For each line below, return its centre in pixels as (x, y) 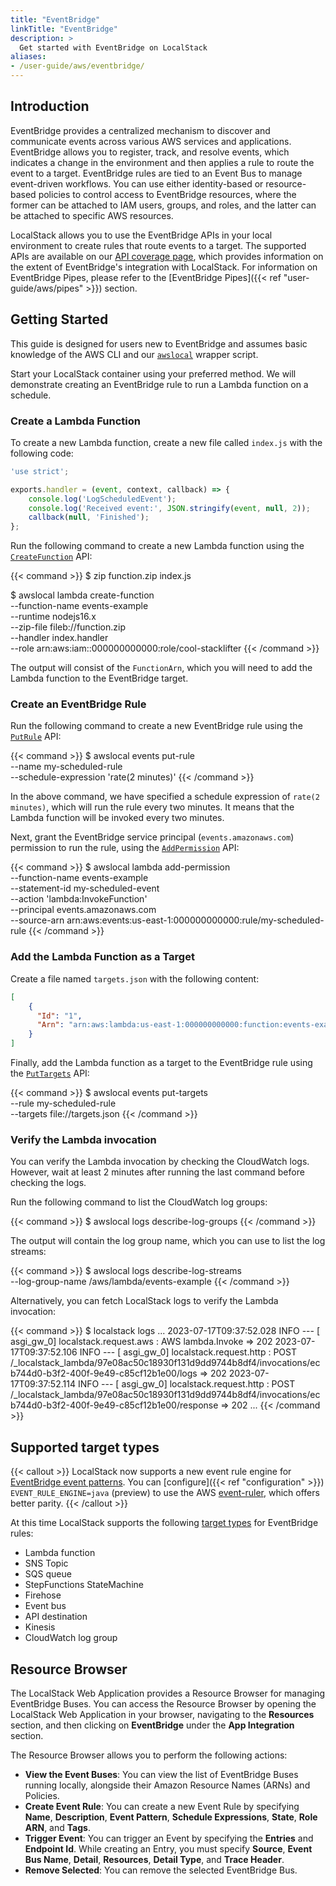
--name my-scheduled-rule (66, 767)
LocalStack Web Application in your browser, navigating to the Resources (162, 1714)
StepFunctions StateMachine (84, 1585)
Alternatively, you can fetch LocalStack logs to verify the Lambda (144, 1301)
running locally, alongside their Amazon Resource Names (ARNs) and (167, 1785)
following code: (42, 453)
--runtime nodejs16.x (53, 617)
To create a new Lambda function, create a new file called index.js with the (166, 442)
